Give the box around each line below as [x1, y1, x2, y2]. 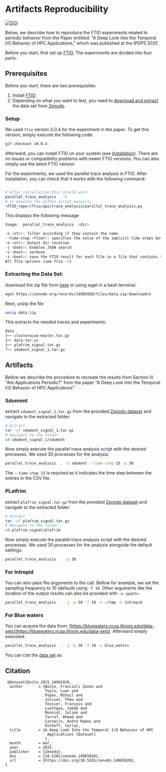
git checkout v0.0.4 [5, 142, 48, 147]
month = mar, [9, 741, 52, 746]
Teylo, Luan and [44, 689, 79, 694]
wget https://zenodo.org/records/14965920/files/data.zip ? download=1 [5, 292, 152, 297]
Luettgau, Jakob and [44, 706, 87, 711]
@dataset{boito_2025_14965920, [7, 680, 72, 685]
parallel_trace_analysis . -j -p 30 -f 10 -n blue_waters [5, 643, 129, 648]
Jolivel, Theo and [44, 697, 83, 702]
